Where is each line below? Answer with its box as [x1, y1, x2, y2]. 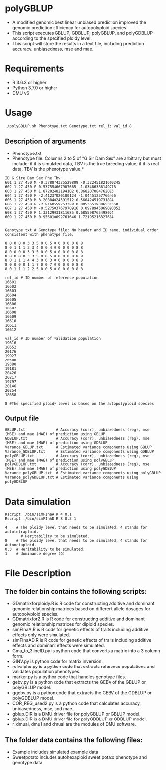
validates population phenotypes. [12, 669, 81, 675]
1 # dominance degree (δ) [5, 551, 65, 556]
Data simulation [5, 496, 71, 507]
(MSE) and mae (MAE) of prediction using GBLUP [5, 432, 106, 437]
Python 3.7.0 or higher [12, 85, 58, 91]
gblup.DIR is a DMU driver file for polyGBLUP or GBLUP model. [12, 711, 141, 717]
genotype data [12, 760, 43, 766]
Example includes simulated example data [12, 749, 98, 755]
